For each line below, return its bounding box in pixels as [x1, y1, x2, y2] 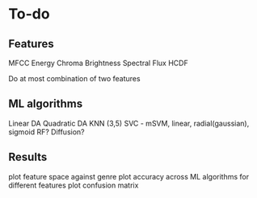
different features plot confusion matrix [8, 180, 139, 190]
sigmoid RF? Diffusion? [8, 126, 85, 137]
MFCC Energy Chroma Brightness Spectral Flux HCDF [8, 58, 188, 68]
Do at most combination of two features [8, 74, 141, 83]
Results [8, 151, 48, 164]
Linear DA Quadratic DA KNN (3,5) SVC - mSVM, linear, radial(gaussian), [8, 118, 250, 128]
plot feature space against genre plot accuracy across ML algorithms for [8, 171, 249, 181]
